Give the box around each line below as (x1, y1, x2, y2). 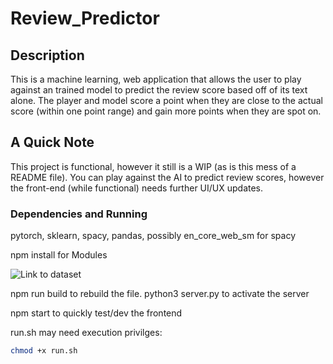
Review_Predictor (10, 7, 160, 30)
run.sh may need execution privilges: (10, 327, 163, 339)
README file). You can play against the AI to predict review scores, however (10, 171, 325, 183)
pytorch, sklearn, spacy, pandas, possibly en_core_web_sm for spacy (10, 230, 297, 242)
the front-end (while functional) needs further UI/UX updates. (10, 182, 264, 194)
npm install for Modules (10, 249, 108, 261)
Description (10, 47, 85, 64)
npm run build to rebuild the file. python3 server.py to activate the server (10, 288, 310, 300)
